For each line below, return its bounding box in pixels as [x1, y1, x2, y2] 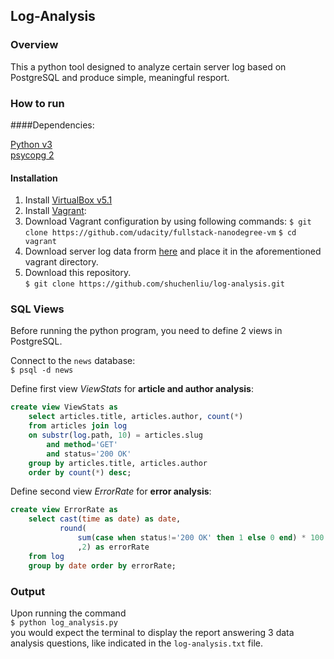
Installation [10, 172, 58, 184]
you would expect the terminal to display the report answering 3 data [10, 626, 295, 638]
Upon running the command [10, 607, 127, 619]
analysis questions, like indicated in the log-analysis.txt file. [10, 637, 264, 649]
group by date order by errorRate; [28, 560, 177, 571]
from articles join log [28, 421, 128, 431]
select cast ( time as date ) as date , [28, 514, 182, 524]
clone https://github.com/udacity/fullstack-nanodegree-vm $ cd [24, 228, 297, 238]
